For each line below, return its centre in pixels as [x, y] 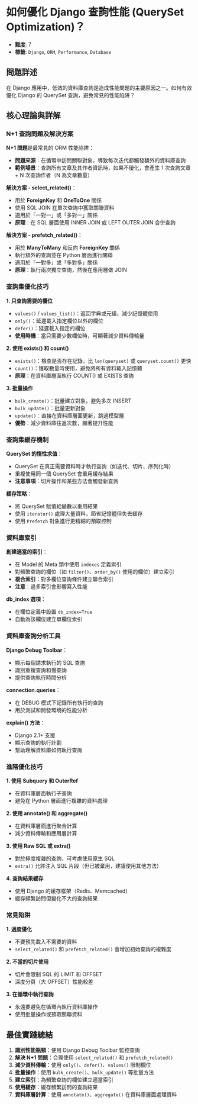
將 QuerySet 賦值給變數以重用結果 [56, 506]
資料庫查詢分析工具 [33, 636]
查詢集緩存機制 [27, 440]
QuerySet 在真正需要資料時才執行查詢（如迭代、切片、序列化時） [94, 466]
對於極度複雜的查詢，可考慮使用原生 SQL [65, 858]
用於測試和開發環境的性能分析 [51, 710]
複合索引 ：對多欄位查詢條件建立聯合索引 [64, 579]
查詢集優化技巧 [27, 287]
